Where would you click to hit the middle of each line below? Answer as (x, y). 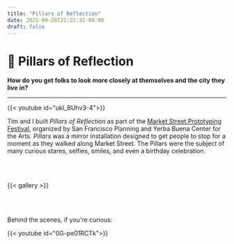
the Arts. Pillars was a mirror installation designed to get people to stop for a (117, 136)
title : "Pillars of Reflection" (54, 14)
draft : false (26, 26)
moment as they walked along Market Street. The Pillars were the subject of (116, 144)
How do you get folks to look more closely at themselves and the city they (116, 80)
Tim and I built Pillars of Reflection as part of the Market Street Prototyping (114, 121)
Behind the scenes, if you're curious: (60, 220)
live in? (18, 88)
